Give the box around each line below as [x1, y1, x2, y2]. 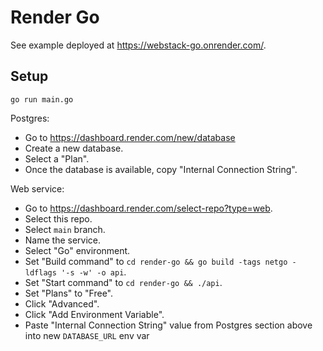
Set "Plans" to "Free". [24, 287, 114, 299]
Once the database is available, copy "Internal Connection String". [24, 163, 298, 175]
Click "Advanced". [24, 297, 100, 310]
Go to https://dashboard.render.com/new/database [24, 131, 236, 143]
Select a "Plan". [24, 152, 90, 165]
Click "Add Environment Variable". [24, 308, 165, 320]
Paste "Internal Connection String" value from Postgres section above [24, 319, 313, 331]
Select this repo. [24, 212, 93, 225]
